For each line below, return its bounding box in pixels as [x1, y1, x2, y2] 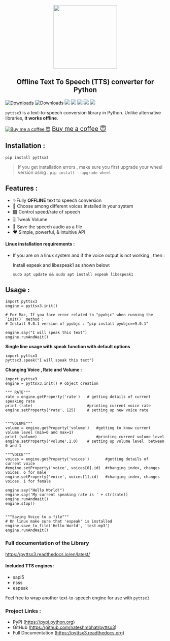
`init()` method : [5, 317, 44, 322]
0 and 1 [5, 443, 22, 448]
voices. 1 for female [5, 479, 51, 484]
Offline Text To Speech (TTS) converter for [16, 78, 154, 86]
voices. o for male [5, 470, 47, 475]
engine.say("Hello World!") [5, 488, 65, 493]
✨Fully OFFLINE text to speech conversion [12, 197, 102, 203]
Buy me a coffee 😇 [52, 125, 107, 133]
